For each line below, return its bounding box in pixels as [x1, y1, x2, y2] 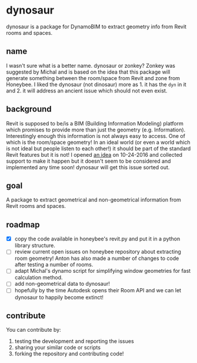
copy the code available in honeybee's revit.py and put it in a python [14, 235, 181, 242]
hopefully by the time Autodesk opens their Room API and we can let [14, 287, 181, 294]
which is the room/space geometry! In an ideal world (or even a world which [6, 138, 191, 146]
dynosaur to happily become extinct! [14, 293, 104, 301]
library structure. [14, 242, 56, 249]
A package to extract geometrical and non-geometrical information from [6, 196, 181, 203]
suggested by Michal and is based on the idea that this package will [6, 68, 171, 75]
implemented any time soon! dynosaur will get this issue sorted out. [6, 163, 170, 171]
